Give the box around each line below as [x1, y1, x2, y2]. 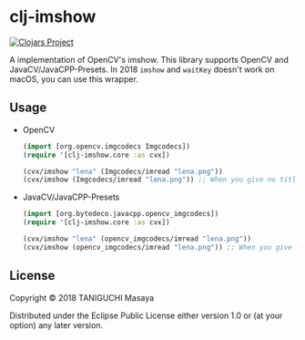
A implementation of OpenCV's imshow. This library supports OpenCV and [9, 54, 290, 65]
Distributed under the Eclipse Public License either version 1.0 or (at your [9, 310, 283, 321]
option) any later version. [9, 319, 103, 330]
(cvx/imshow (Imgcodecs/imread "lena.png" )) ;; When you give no [22, 175, 276, 184]
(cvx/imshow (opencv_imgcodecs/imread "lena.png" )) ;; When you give [22, 242, 293, 252]
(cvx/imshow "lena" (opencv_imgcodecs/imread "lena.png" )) [22, 234, 252, 243]
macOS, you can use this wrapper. [9, 73, 138, 84]
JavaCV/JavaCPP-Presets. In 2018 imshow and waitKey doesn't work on [9, 64, 275, 75]
